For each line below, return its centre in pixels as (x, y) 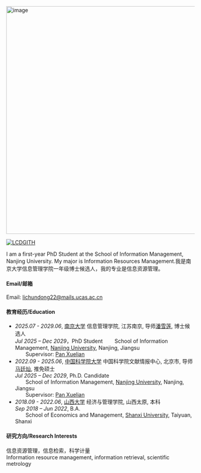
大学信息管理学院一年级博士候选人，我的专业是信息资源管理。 (87, 269)
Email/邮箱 (19, 283)
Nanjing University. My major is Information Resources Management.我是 (96, 261)
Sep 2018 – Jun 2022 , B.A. (48, 409)
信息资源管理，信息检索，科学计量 (48, 450)
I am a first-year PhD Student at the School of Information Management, (95, 254)
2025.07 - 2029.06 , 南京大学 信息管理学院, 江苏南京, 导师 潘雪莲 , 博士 (100, 326)
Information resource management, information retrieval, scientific (88, 457)
